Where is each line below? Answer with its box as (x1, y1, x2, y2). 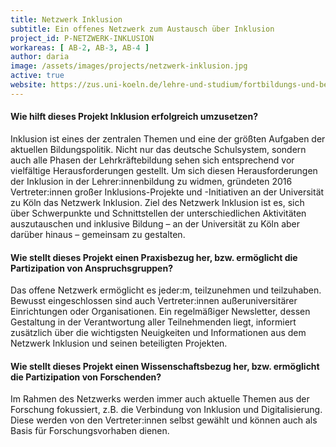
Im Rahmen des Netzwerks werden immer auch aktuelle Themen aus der (10, 393, 310, 405)
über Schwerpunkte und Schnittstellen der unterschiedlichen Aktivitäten (10, 207, 307, 219)
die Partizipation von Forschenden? (10, 371, 162, 383)
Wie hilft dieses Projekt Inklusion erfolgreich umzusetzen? (10, 111, 259, 123)
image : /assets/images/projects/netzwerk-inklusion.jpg (10, 61, 248, 71)
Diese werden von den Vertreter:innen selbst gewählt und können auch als (10, 414, 318, 426)
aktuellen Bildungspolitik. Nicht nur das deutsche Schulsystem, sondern (10, 143, 307, 155)
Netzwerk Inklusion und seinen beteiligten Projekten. (10, 337, 228, 350)
